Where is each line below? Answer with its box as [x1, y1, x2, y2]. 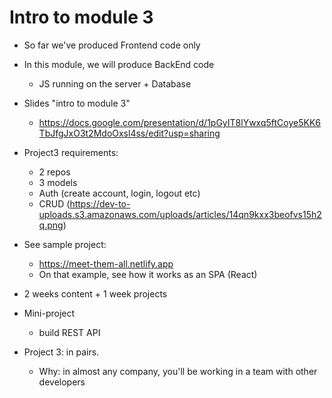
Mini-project [23, 307, 76, 319]
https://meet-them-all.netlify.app [38, 257, 174, 270]
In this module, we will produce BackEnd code [23, 58, 215, 70]
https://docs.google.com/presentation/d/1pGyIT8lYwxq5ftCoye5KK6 [38, 116, 322, 128]
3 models [38, 176, 78, 188]
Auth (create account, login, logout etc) [38, 187, 201, 199]
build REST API [38, 326, 101, 338]
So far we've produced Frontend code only [23, 39, 201, 51]
